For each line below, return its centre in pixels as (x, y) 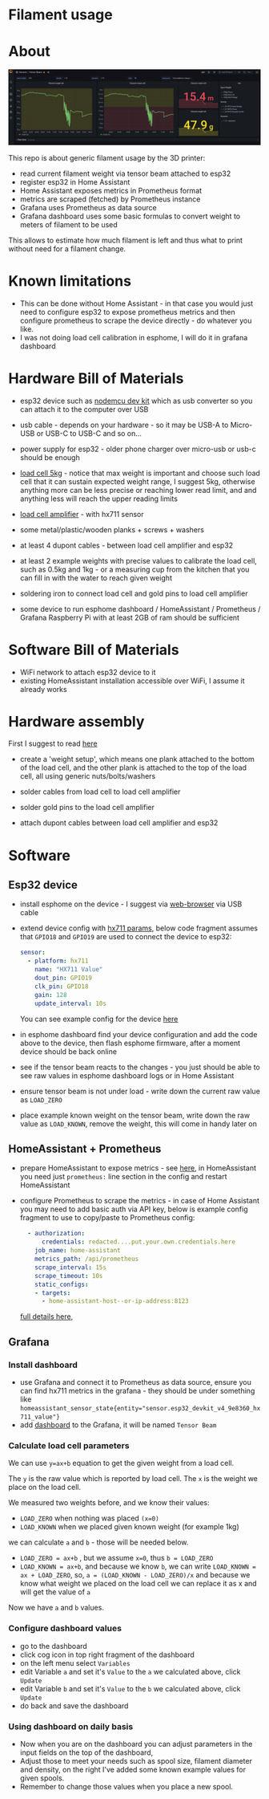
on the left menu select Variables (75, 1663)
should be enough (50, 457)
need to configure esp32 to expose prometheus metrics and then (128, 311)
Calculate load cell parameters (69, 1445)
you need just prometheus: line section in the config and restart (123, 1177)
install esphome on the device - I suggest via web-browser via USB (131, 904)
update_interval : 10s (70, 1003)
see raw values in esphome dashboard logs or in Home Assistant (127, 1075)
